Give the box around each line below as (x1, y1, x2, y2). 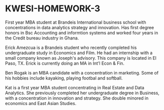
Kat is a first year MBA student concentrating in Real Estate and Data (5, 84, 144, 90)
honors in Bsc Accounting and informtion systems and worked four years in (5, 30, 159, 36)
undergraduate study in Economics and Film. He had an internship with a (5, 50, 153, 56)
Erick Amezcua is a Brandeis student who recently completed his (5, 44, 137, 50)
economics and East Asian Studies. (5, 100, 76, 106)
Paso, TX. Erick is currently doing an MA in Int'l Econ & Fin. (5, 60, 125, 66)
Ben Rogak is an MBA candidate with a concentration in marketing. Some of (5, 70, 159, 75)
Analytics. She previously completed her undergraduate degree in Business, (5, 90, 160, 96)
